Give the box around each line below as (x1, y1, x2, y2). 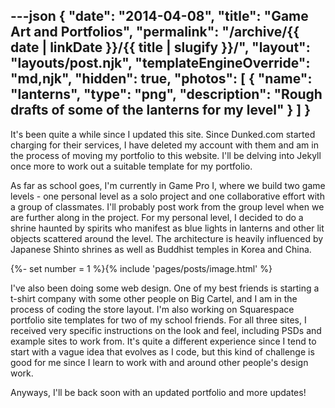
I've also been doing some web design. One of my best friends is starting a (10, 282, 320, 294)
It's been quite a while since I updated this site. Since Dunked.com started (10, 128, 316, 140)
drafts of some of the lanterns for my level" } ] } (10, 102, 312, 119)
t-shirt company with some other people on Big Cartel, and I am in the (10, 292, 298, 304)
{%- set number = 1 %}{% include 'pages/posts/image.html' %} (10, 262, 273, 274)
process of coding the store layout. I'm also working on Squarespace (10, 303, 295, 315)
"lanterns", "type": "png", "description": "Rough (10, 86, 323, 103)
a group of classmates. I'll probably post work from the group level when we (10, 200, 325, 213)
